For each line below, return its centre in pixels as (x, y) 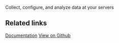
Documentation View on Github (38, 35)
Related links (26, 23)
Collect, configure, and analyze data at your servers (60, 7)
